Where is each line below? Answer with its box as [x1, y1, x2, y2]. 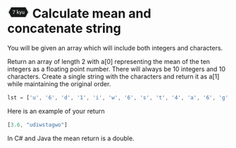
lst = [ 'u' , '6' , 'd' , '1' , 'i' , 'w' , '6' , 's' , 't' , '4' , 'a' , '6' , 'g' [7, 94, 229, 101]
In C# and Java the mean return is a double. [7, 134, 135, 142]
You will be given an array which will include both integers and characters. [7, 43, 223, 52]
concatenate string [7, 20, 121, 36]
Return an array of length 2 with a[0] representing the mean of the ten [7, 57, 210, 65]
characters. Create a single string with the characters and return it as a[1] [7, 72, 220, 81]
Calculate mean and [32, 6, 151, 22]
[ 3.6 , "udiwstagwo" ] [7, 121, 68, 128]
